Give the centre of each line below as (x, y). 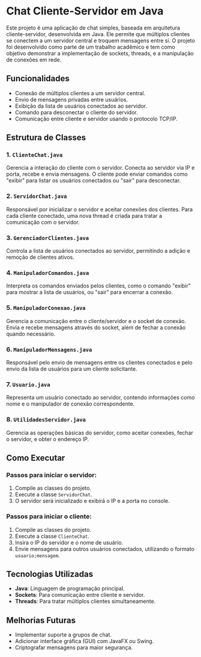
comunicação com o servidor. (43, 222)
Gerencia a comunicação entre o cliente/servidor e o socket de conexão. (96, 321)
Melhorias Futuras (41, 620)
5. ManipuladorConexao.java (46, 308)
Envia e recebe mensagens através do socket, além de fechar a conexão (96, 327)
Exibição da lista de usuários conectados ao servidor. (81, 106)
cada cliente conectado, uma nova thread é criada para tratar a (84, 215)
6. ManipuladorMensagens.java (49, 349)
